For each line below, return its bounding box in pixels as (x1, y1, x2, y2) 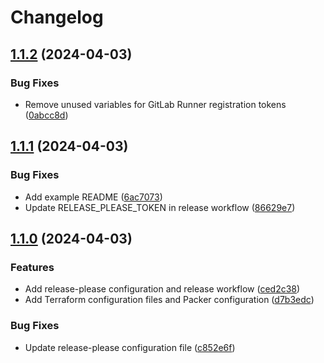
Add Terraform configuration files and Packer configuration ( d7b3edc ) (24, 294, 315, 306)
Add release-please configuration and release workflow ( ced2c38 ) (24, 283, 301, 295)
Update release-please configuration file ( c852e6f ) (24, 341, 236, 353)
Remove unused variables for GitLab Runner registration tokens (24, 98, 287, 110)
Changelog (10, 6, 104, 29)
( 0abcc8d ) (24, 109, 69, 121)
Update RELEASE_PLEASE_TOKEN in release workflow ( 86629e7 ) (24, 201, 296, 213)
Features (10, 260, 55, 274)
